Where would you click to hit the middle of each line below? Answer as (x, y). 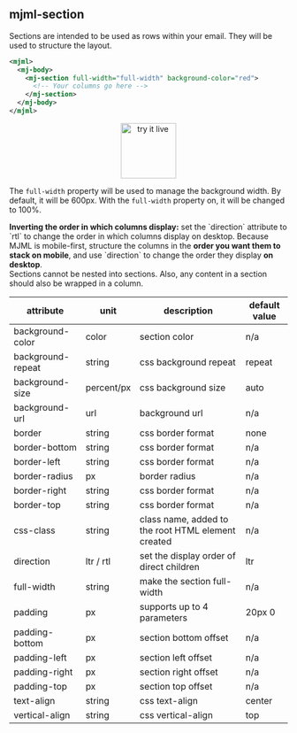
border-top (38, 505)
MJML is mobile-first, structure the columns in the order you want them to (145, 245)
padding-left (40, 657)
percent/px (108, 387)
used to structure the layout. (61, 45)
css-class (34, 530)
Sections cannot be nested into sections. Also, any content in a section (138, 274)
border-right (40, 490)
